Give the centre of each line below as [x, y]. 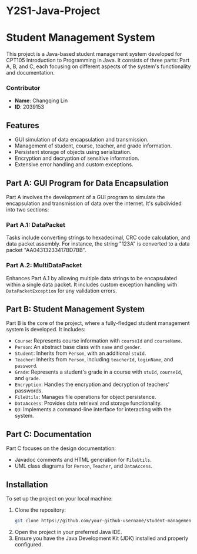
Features [23, 125]
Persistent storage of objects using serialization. [73, 152]
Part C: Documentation [49, 434]
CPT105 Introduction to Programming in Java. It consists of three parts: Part [98, 61]
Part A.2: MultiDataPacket [44, 266]
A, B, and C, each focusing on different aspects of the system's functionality [98, 66]
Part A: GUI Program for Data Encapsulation [87, 183]
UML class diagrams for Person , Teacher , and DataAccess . [84, 466]
